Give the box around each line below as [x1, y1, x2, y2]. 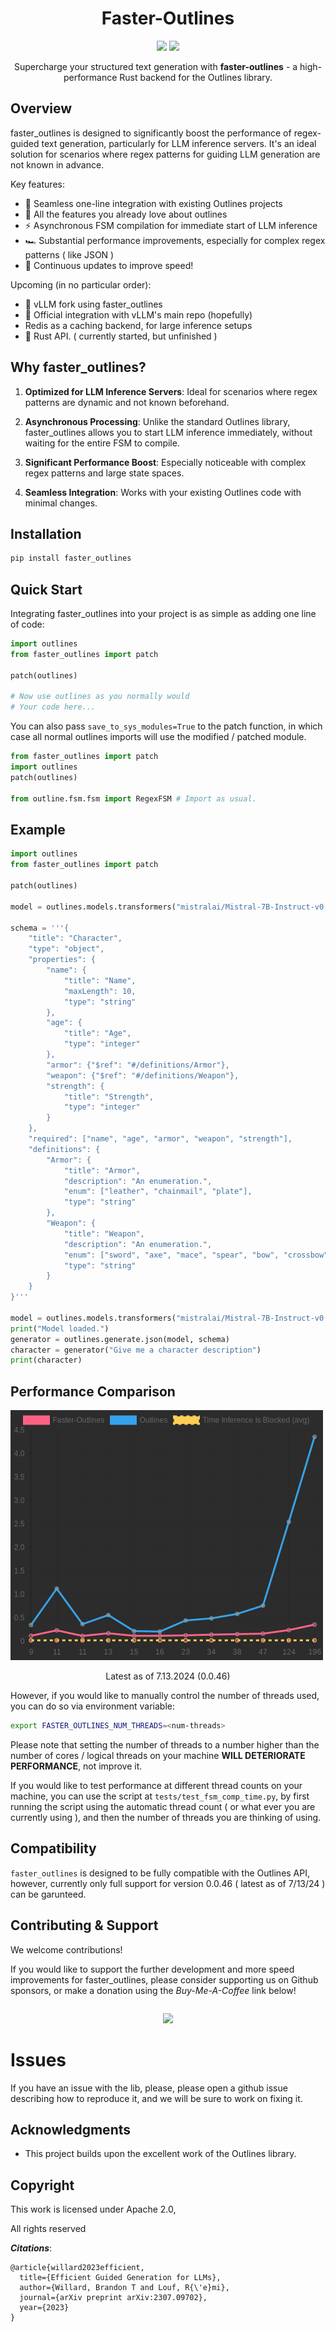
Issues [10, 2048, 67, 2071]
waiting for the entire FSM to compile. [24, 437, 180, 449]
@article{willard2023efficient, [10, 2263, 145, 2273]
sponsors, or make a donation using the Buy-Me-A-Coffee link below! [10, 1984, 297, 1996]
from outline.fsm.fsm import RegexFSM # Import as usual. [10, 793, 257, 804]
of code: [10, 618, 45, 631]
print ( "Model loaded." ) [10, 1323, 110, 1334]
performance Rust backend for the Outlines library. [63, 71, 273, 83]
